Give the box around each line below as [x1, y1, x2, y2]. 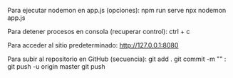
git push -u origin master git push [7, 62, 105, 70]
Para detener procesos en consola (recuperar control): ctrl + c [7, 28, 190, 35]
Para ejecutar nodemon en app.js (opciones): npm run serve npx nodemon [7, 6, 227, 14]
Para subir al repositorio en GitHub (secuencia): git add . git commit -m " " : [7, 55, 227, 63]
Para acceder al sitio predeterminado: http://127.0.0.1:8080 [7, 41, 179, 49]
